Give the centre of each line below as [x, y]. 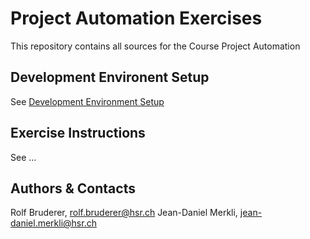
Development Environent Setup [110, 77]
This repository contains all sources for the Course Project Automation [155, 46]
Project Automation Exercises [136, 18]
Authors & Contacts [73, 188]
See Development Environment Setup [87, 101]
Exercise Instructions [78, 133]
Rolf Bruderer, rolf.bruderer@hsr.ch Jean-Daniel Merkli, [124, 213]
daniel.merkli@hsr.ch [53, 223]
